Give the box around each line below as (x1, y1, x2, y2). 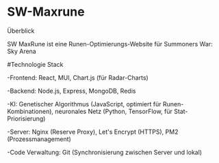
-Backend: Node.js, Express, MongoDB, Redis (7, 87, 136, 95)
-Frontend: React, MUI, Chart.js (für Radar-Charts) (7, 73, 149, 82)
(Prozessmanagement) (7, 134, 72, 143)
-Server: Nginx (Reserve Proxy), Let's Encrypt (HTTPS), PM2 (7, 128, 179, 136)
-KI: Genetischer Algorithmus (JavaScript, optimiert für (7, 100, 162, 108)
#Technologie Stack (7, 60, 64, 68)
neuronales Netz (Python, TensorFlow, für (54, 107, 173, 115)
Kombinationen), (7, 107, 53, 115)
